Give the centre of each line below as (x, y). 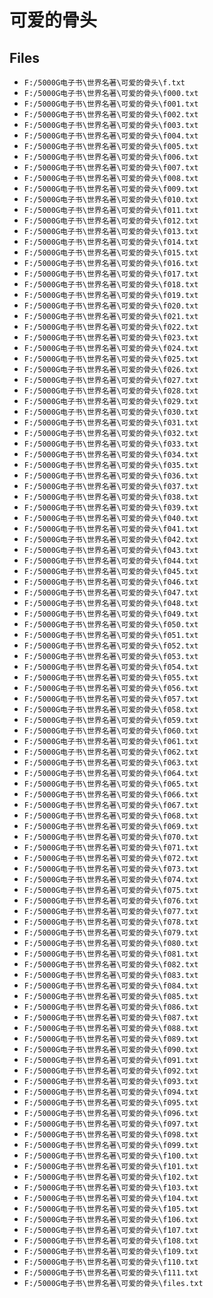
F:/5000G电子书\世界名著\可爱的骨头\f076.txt (111, 901)
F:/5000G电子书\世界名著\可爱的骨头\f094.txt (111, 1092)
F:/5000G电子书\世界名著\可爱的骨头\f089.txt (111, 1039)
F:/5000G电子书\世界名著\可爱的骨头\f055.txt (111, 678)
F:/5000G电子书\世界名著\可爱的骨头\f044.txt (111, 561)
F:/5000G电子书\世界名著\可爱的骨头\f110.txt (111, 1262)
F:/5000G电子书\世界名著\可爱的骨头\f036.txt (111, 476)
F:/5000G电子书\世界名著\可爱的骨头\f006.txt (111, 157)
